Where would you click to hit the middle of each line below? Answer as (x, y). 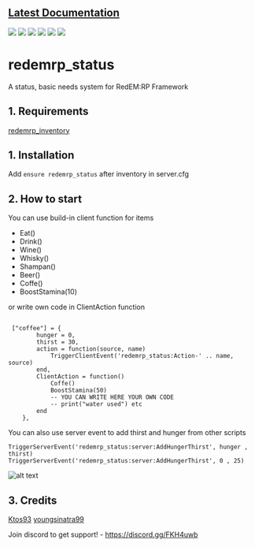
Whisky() (34, 259)
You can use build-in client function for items (81, 218)
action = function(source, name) (91, 349)
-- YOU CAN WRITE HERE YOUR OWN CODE (112, 397)
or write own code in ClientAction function (77, 307)
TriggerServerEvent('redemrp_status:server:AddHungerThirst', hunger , (128, 447)
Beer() (30, 275)
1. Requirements (48, 112)
